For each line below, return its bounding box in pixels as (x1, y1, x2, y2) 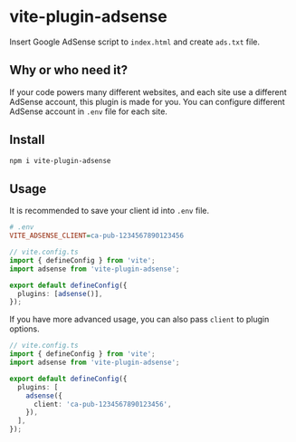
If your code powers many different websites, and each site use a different (9, 86, 287, 97)
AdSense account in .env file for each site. (9, 106, 167, 117)
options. (9, 323, 41, 334)
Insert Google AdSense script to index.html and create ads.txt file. (9, 36, 261, 47)
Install (9, 132, 45, 148)
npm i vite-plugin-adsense (9, 156, 111, 165)
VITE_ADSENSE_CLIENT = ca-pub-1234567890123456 (9, 231, 184, 241)
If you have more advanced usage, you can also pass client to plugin (9, 314, 270, 325)
